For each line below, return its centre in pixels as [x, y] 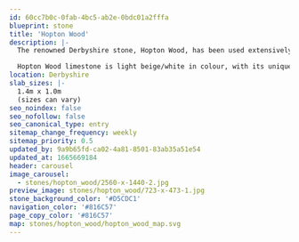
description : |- [39, 42]
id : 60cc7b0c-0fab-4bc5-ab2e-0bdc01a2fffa [89, 17]
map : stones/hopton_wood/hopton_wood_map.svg [95, 223]
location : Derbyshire [49, 75]
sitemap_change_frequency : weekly [73, 133]
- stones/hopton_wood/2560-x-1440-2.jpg [93, 182]
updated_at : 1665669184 [53, 157]
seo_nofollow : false [48, 117]
